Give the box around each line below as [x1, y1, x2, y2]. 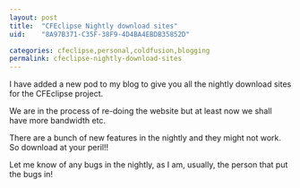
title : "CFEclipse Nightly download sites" [9, 21, 178, 30]
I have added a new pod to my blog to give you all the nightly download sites [9, 79, 292, 90]
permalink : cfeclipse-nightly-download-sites [9, 55, 182, 64]
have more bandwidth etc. [9, 115, 106, 126]
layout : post [9, 13, 58, 22]
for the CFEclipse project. [9, 89, 104, 99]
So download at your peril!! [9, 142, 109, 153]
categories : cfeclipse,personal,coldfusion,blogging [9, 46, 210, 55]
